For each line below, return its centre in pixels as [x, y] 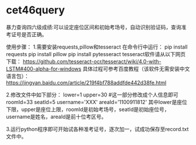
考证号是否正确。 [27, 34]
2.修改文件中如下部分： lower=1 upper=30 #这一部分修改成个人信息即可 [92, 95]
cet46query [36, 10]
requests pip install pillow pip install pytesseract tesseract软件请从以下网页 [96, 54]
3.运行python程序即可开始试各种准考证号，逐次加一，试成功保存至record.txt [97, 129]
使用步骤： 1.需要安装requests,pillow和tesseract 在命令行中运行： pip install [97, 47]
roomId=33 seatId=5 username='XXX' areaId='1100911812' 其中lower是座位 [97, 102]
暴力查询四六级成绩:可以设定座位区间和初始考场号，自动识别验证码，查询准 [96, 27]
